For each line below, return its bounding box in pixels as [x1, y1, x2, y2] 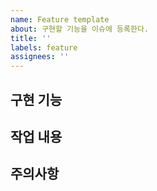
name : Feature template [10, 14, 110, 25]
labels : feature [10, 42, 78, 53]
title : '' [10, 33, 52, 43]
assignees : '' [10, 52, 70, 62]
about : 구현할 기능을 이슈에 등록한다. [10, 24, 149, 34]
